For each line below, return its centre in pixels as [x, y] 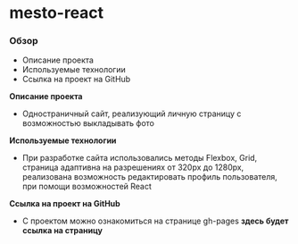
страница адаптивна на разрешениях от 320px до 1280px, [133, 167]
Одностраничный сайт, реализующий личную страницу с [132, 114]
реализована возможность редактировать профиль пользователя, [150, 177]
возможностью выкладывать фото [88, 123]
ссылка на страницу [62, 231]
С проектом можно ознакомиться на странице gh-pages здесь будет [155, 221]
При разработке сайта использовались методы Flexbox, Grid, [140, 158]
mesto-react [57, 13]
